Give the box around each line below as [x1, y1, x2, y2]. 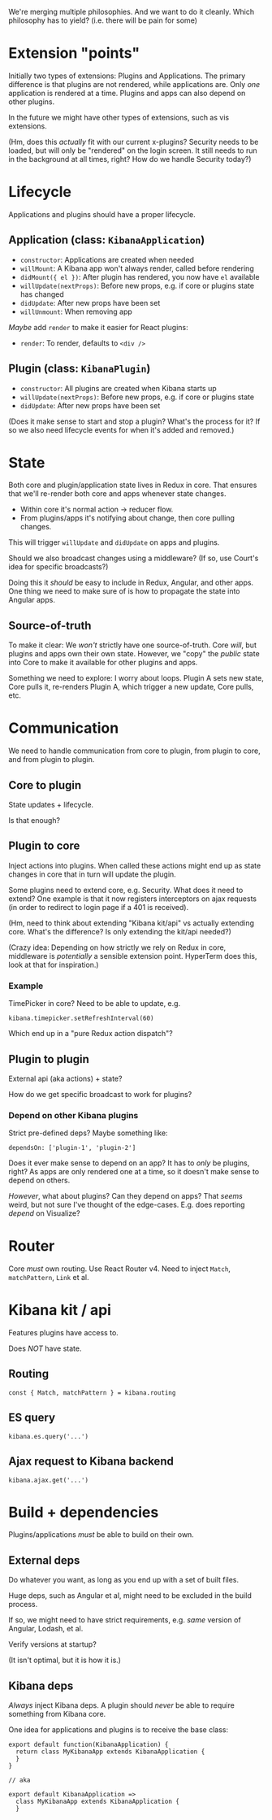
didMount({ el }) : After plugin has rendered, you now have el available [19, 272, 260, 281]
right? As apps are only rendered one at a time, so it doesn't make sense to [8, 1167, 260, 1177]
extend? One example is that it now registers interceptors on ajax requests [8, 894, 257, 903]
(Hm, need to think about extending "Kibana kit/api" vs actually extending [8, 918, 254, 928]
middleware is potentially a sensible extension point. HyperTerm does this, [8, 951, 257, 960]
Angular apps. [8, 595, 55, 605]
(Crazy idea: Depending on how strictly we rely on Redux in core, [8, 943, 227, 952]
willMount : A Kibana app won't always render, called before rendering [19, 263, 254, 273]
